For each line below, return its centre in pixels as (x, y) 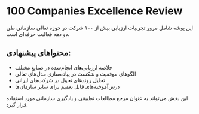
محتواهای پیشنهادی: (39, 53)
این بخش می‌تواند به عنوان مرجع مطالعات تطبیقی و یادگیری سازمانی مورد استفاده (97, 98)
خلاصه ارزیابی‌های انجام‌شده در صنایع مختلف (64, 67)
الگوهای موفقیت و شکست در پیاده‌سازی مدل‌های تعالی (75, 74)
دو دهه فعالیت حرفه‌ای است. (38, 34)
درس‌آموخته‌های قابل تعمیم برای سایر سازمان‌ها (67, 86)
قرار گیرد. (17, 104)
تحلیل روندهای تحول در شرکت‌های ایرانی (60, 80)
